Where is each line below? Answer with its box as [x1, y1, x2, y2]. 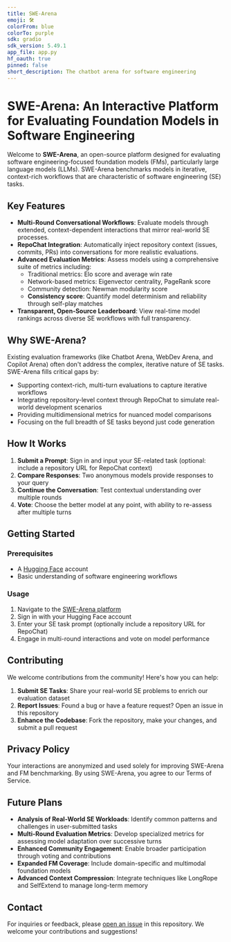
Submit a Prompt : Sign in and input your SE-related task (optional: [17, 456, 206, 465]
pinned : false [7, 62, 48, 69]
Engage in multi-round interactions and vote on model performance [17, 634, 210, 642]
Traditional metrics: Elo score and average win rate [27, 270, 173, 278]
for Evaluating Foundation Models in [7, 112, 219, 128]
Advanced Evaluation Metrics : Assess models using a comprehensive [17, 255, 219, 264]
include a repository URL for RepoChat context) [17, 463, 153, 472]
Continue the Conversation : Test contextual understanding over [17, 486, 202, 494]
